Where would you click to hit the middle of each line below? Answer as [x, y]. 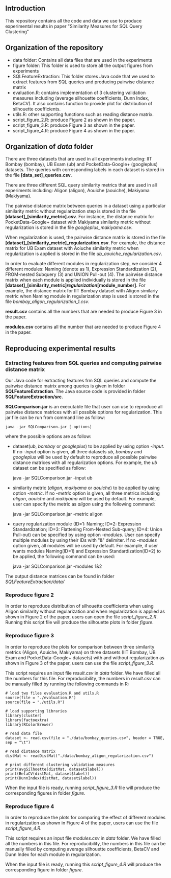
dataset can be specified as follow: [49, 468]
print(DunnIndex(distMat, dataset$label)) [51, 778]
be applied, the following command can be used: [64, 557]
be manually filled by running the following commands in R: [67, 684]
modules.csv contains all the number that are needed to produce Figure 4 [83, 327]
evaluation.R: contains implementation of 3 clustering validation [79, 93]
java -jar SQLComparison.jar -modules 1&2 [57, 566]
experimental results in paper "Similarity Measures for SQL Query [74, 26]
